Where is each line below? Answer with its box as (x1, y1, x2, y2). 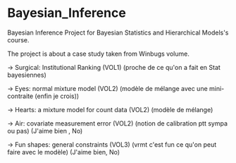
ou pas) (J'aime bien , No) (7, 126, 83, 135)
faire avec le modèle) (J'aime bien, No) (7, 147, 120, 156)
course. (7, 35, 30, 44)
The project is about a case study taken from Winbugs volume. (7, 49, 190, 58)
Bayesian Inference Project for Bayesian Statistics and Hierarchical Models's (7, 28, 229, 37)
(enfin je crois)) (35, 92, 80, 100)
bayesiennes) (7, 71, 47, 79)
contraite (7, 92, 34, 100)
